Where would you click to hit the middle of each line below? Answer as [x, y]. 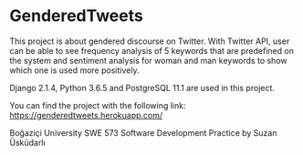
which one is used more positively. [74, 70]
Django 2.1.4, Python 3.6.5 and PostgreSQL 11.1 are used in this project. [142, 88]
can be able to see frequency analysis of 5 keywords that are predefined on [152, 50]
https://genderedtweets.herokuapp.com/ [86, 115]
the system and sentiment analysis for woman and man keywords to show [148, 60]
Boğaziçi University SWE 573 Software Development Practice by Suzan [143, 132]
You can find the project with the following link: [98, 105]
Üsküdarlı [27, 142]
